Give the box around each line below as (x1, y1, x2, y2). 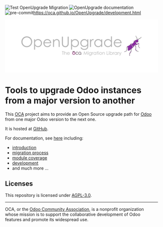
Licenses (5, 179, 33, 188)
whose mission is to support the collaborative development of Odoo (5, 211, 141, 217)
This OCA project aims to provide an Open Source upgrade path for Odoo (5, 111, 152, 117)
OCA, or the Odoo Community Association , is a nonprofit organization (5, 206, 144, 212)
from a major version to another (5, 95, 135, 106)
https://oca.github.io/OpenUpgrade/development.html (33, 10, 142, 16)
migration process (12, 150, 49, 156)
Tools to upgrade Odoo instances (5, 85, 142, 96)
